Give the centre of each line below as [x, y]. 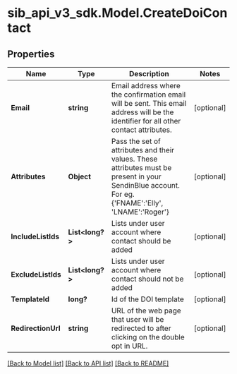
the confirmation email [148, 95]
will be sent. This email [149, 103]
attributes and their [143, 150]
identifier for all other [146, 121]
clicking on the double [148, 337]
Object [80, 176]
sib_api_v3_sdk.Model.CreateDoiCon [117, 13]
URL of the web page [146, 310]
